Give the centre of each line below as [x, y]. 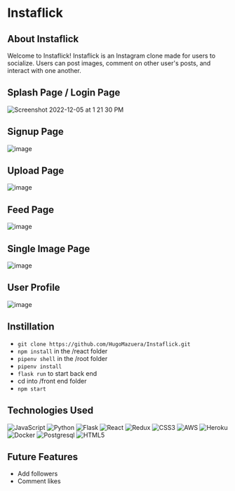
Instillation [31, 327]
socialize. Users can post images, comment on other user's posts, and [109, 63]
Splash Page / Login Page [64, 93]
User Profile [34, 288]
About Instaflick [43, 39]
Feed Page [31, 210]
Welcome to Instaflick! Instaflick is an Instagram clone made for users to [112, 55]
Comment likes [39, 481]
